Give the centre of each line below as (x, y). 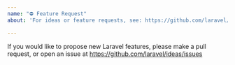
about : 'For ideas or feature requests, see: (74, 20)
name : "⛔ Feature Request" (47, 14)
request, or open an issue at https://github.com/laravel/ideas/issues (105, 54)
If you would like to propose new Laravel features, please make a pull (107, 46)
